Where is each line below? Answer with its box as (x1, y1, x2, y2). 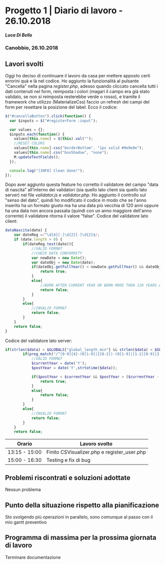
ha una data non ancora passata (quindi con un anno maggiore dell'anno (5, 208, 152, 214)
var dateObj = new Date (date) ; (31, 260, 96, 265)
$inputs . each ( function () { (9, 132, 65, 137)
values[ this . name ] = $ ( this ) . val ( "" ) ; (14, 136, 93, 141)
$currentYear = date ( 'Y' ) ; (31, 361, 87, 366)
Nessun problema (5, 487, 41, 493)
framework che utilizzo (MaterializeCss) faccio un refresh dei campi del (5, 99, 150, 105)
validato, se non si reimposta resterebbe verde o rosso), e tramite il (5, 94, 141, 100)
